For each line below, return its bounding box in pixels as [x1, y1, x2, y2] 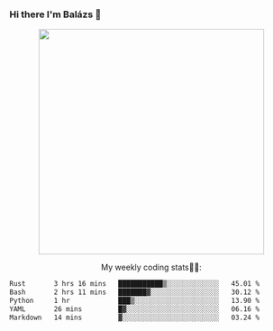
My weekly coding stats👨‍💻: [100, 262, 203, 273]
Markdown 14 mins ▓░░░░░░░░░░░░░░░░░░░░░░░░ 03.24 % [9, 313, 259, 322]
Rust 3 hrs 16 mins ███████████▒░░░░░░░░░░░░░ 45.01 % [9, 280, 259, 289]
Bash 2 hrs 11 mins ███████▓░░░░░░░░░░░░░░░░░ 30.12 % [9, 288, 259, 297]
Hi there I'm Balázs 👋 [9, 8, 102, 21]
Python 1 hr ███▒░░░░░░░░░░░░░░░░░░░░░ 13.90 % [9, 297, 259, 306]
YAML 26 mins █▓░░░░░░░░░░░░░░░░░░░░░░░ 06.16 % [9, 304, 259, 314]
